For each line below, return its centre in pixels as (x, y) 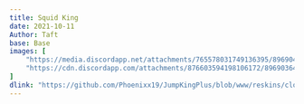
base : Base (30, 43)
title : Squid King (44, 18)
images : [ (28, 52)
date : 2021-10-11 (42, 26)
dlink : (22, 85)
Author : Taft (34, 34)
